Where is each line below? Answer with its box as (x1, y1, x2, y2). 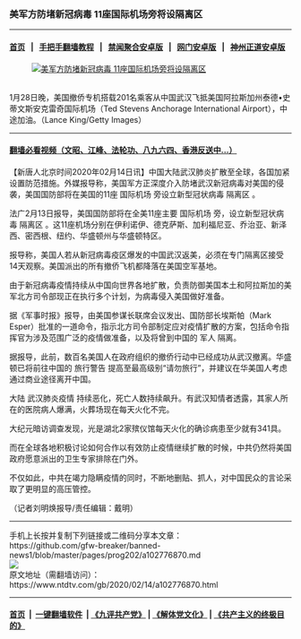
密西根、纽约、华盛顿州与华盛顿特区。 (24, 230, 167, 241)
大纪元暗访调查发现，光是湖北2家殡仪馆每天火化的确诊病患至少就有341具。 (9, 423, 287, 434)
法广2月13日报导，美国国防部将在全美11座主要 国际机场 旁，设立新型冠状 (9, 208, 277, 219)
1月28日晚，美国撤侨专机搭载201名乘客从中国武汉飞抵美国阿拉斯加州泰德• (9, 91, 283, 102)
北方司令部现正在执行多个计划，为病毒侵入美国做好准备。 (16, 290, 229, 301)
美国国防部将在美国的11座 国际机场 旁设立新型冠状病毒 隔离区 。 (24, 188, 261, 199)
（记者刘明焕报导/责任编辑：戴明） (9, 502, 139, 513)
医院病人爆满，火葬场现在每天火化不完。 (24, 403, 175, 414)
